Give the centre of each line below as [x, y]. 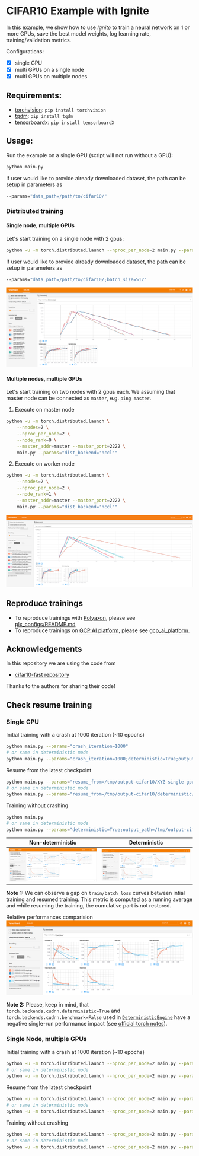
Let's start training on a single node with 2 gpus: [65, 238]
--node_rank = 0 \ [37, 440]
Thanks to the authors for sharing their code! [61, 686]
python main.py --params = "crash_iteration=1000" [67, 746]
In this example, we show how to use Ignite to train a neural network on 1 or [98, 27]
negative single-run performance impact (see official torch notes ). [87, 1024]
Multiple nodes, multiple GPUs [44, 378]
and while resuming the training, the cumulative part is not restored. [89, 905]
